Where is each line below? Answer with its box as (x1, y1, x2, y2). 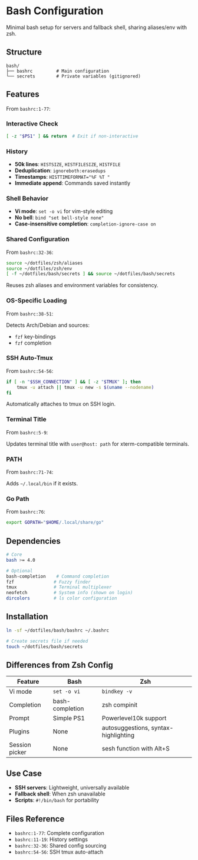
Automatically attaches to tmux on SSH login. (6, 401, 116, 408)
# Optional (6, 568, 33, 574)
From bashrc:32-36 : (6, 249, 54, 256)
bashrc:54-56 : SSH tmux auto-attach (14, 848, 104, 855)
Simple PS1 (52, 714, 85, 723)
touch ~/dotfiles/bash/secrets (6, 643, 83, 649)
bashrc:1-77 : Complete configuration (14, 829, 104, 836)
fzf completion (14, 339, 52, 346)
